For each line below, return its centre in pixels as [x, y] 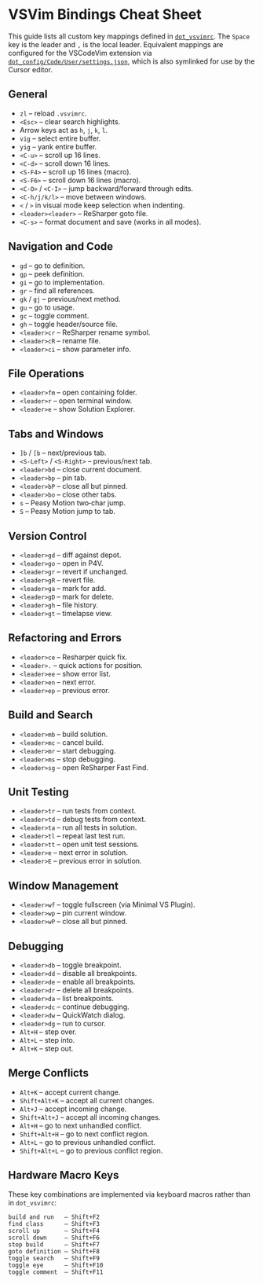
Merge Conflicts [48, 1073]
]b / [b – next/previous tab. [63, 453]
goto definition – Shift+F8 [54, 1251]
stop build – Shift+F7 [54, 1244]
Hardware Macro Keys [64, 1175]
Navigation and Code [61, 246]
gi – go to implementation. [62, 282]
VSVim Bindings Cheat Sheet [105, 15]
